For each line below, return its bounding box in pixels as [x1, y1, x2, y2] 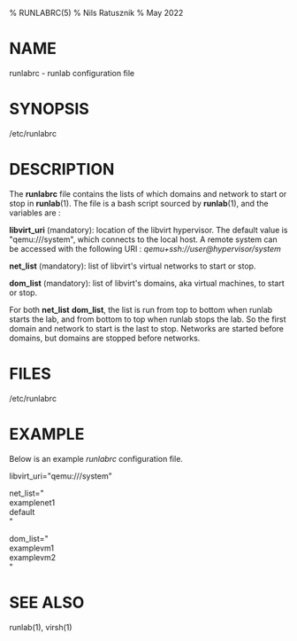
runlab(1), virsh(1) [9, 621, 72, 632]
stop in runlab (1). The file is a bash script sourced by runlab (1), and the [9, 198, 269, 208]
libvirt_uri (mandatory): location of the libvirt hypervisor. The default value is [9, 224, 288, 235]
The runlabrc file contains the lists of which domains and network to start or [9, 188, 287, 199]
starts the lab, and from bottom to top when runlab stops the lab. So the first [9, 314, 286, 324]
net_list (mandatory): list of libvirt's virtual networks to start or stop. [9, 261, 256, 271]
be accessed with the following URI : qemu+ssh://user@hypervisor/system [9, 243, 281, 254]
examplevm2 [9, 551, 57, 562]
